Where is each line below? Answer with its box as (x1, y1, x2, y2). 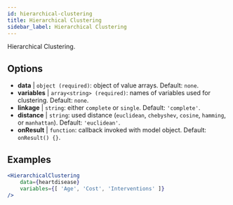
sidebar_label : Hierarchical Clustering (7, 23, 128, 30)
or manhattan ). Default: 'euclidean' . (17, 118, 121, 127)
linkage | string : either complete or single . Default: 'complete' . (17, 104, 201, 112)
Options (7, 62, 44, 74)
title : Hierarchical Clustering (7, 17, 102, 24)
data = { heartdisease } (20, 178, 80, 185)
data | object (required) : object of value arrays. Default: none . (17, 81, 199, 90)
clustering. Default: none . (17, 96, 89, 105)
